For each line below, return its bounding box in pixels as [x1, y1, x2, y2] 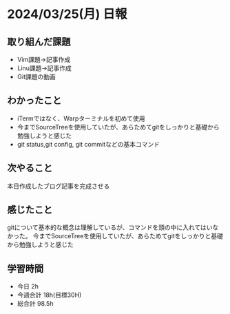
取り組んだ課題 [7, 36, 71, 48]
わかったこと [7, 94, 62, 107]
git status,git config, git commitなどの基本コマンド [17, 140, 160, 148]
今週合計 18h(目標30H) [17, 291, 82, 300]
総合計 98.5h [17, 300, 54, 308]
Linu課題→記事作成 [17, 64, 72, 72]
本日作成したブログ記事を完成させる [7, 182, 110, 190]
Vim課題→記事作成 [17, 56, 71, 63]
